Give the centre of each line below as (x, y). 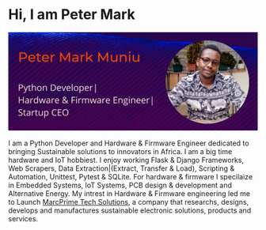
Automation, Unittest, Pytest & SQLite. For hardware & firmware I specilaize (131, 177)
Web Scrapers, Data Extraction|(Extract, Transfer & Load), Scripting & (122, 168)
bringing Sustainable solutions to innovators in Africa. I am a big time (120, 152)
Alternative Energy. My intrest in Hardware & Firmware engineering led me (129, 194)
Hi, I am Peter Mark (72, 15)
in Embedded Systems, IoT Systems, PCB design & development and (120, 185)
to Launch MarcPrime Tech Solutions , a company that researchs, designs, (129, 202)
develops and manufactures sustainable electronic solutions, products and (130, 210)
